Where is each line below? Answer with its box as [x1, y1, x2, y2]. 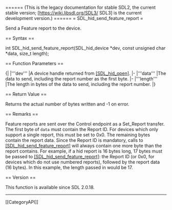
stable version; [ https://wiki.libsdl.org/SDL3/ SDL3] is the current [5, 10, 142, 16]
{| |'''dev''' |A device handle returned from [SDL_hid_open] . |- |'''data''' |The [5, 70, 166, 76]
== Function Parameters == [5, 60, 64, 66]
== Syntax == [5, 35, 35, 41]
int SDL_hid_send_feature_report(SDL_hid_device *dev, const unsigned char [5, 45, 166, 51]
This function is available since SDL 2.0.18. [5, 184, 95, 190]
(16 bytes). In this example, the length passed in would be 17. [5, 164, 133, 171]
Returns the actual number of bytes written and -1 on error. [5, 101, 130, 107]
